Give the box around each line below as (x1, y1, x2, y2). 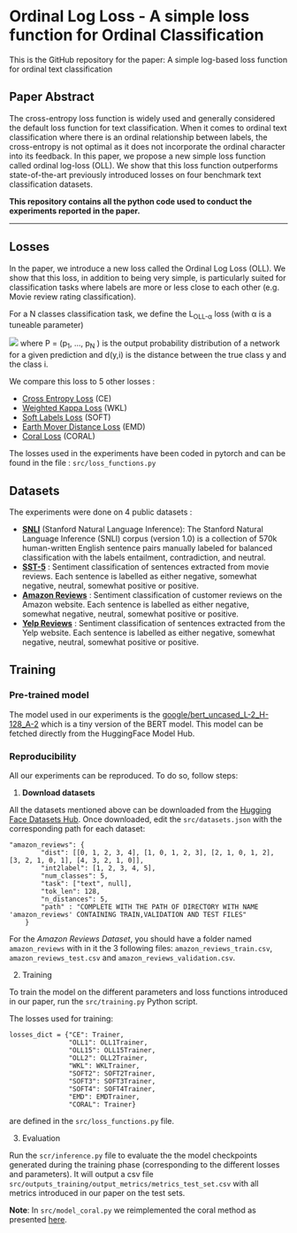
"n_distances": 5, (41, 895, 109, 903)
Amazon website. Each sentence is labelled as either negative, (21, 599, 250, 609)
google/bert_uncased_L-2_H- (162, 709, 270, 719)
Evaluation (21, 1132, 61, 1144)
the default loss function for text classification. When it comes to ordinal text (9, 122, 287, 133)
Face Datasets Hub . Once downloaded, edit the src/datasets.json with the (9, 813, 283, 825)
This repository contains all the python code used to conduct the (9, 196, 253, 206)
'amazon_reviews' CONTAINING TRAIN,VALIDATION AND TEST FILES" (9, 910, 247, 919)
